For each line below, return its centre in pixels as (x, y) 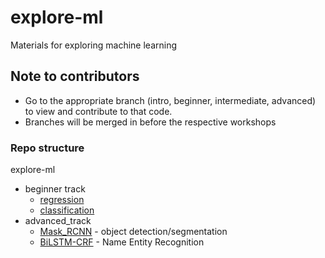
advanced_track (58, 221)
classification (67, 210)
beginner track (55, 189)
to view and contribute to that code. (98, 111)
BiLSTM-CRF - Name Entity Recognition (122, 242)
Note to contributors (75, 76)
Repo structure (47, 148)
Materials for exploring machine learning (94, 45)
